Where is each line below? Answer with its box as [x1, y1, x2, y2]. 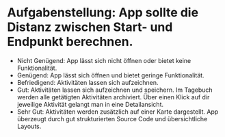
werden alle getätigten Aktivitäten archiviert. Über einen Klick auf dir [16, 92, 210, 101]
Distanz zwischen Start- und [7, 19, 173, 35]
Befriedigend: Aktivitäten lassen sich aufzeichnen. [16, 78, 159, 86]
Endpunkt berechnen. [7, 34, 133, 49]
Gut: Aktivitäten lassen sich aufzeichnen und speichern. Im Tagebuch [16, 86, 213, 94]
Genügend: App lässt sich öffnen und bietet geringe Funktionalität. [16, 71, 204, 79]
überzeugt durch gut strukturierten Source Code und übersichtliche [16, 114, 208, 123]
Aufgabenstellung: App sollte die [7, 5, 199, 21]
